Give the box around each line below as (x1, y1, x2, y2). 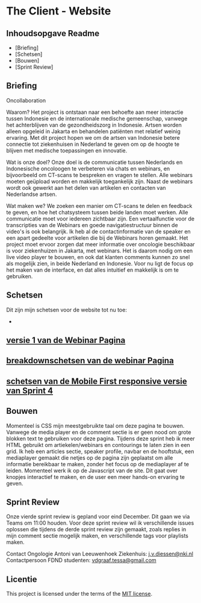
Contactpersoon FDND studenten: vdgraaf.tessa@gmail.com (6, 557, 156, 564)
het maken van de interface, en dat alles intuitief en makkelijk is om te (6, 266, 179, 273)
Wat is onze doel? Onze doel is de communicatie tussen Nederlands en (6, 158, 183, 166)
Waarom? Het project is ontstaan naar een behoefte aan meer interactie (6, 108, 184, 116)
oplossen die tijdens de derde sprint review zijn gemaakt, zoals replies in (6, 526, 187, 533)
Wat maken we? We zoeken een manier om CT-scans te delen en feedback (6, 202, 193, 209)
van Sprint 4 (6, 386, 53, 396)
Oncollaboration (6, 96, 46, 104)
